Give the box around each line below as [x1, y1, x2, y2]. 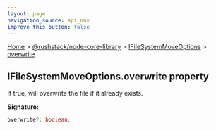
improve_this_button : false [7, 23, 90, 30]
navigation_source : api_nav [7, 17, 90, 24]
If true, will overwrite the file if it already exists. [7, 89, 143, 98]
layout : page [7, 10, 46, 18]
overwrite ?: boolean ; [7, 117, 71, 124]
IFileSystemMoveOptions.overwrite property [7, 70, 210, 82]
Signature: [7, 103, 39, 111]
